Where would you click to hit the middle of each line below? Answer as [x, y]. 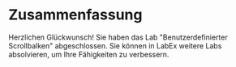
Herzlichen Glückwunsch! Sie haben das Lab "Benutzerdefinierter [118, 37]
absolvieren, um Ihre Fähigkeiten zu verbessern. [89, 54]
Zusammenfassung [75, 15]
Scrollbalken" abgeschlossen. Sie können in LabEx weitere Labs [115, 45]
